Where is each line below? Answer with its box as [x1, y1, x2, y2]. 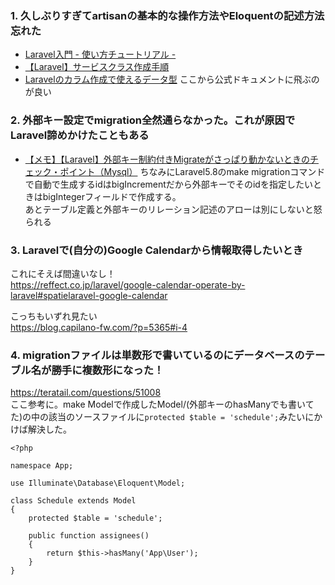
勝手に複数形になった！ [51, 363, 165, 377]
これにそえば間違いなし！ [10, 267, 116, 279]
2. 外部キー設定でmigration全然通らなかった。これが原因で [10, 113, 296, 127]
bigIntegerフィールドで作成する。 [42, 190, 182, 202]
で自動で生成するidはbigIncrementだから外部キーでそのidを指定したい [24, 178, 313, 190]
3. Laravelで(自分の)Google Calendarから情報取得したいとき [10, 243, 304, 257]
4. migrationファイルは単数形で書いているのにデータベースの [10, 348, 305, 362]
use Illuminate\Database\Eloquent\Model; [10, 478, 186, 489]
